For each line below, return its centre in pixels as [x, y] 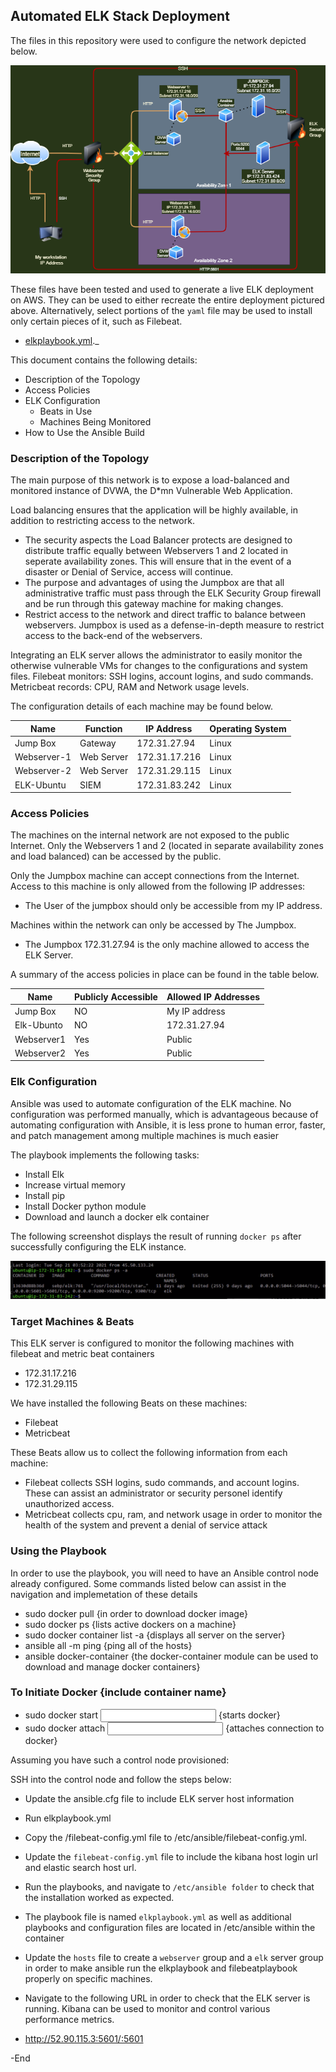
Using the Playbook [58, 1551]
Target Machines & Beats [72, 1321]
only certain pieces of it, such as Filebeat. [96, 321]
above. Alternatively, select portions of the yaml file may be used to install [161, 310]
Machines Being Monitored [95, 421]
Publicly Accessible [115, 996]
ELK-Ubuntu [40, 785]
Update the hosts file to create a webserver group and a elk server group [174, 1957]
